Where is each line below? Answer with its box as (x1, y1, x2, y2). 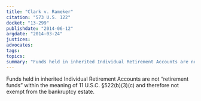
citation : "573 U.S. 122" (6, 14, 71, 20)
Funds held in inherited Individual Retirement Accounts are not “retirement (6, 75, 189, 82)
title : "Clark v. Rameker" (6, 8, 74, 15)
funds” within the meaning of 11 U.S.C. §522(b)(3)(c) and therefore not (6, 81, 179, 88)
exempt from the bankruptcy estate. (6, 88, 95, 95)
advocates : (6, 42, 33, 48)
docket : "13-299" (6, 20, 50, 26)
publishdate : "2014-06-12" (6, 25, 74, 32)
